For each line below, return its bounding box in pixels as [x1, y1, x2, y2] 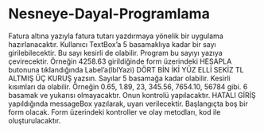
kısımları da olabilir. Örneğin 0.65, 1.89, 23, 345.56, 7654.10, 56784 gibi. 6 [8, 81, 248, 92]
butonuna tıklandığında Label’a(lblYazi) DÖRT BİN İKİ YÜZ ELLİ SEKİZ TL [8, 65, 244, 74]
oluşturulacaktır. [8, 115, 61, 125]
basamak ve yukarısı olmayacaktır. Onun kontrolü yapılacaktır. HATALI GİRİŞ [8, 90, 256, 100]
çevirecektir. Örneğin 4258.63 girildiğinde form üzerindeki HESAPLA [8, 57, 232, 66]
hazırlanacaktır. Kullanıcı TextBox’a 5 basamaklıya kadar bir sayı [8, 39, 216, 49]
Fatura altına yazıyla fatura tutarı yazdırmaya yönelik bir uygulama [8, 31, 224, 41]
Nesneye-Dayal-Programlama [8, 5, 211, 23]
